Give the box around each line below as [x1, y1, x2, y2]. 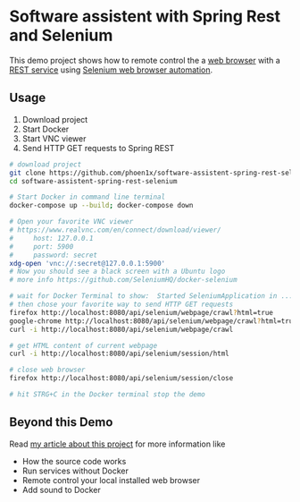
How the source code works [21, 455, 127, 466]
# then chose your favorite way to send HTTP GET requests [9, 300, 234, 309]
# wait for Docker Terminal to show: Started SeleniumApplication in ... [9, 292, 294, 301]
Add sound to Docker [21, 484, 101, 495]
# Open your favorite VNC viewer [9, 217, 134, 226]
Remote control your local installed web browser [21, 474, 201, 485]
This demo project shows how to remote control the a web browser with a [9, 55, 281, 65]
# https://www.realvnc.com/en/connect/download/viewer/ [9, 225, 221, 234]
